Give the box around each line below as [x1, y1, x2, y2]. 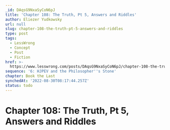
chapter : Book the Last [5, 74, 56, 79]
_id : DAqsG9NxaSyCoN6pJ [5, 7, 56, 13]
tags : [5, 36, 17, 41]
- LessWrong [10, 41, 35, 46]
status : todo [5, 83, 33, 88]
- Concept [10, 45, 30, 50]
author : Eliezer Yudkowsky [5, 17, 62, 22]
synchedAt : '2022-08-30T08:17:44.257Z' [5, 78, 90, 83]
